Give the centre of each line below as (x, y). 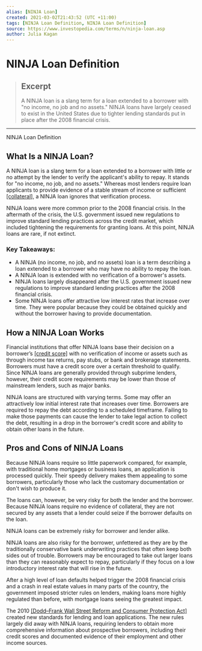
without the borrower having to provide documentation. (83, 313)
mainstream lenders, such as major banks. (59, 386)
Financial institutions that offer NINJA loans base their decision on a (90, 347)
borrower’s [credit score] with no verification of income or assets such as (97, 354)
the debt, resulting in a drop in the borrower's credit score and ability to (95, 423)
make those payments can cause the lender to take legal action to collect (97, 417)
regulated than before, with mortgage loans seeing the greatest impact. (95, 599)
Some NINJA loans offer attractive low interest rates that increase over (103, 301)
